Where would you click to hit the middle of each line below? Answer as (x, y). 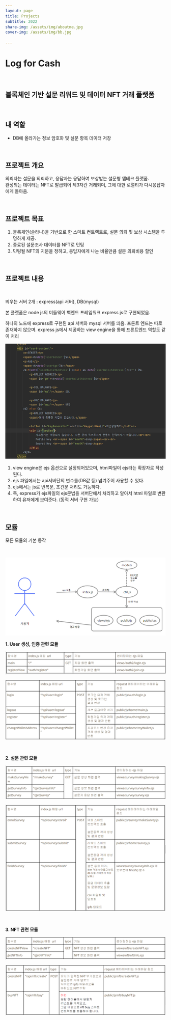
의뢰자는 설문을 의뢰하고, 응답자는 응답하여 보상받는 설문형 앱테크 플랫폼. (77, 179)
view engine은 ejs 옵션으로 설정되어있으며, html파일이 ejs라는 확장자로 (83, 468)
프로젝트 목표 (25, 219)
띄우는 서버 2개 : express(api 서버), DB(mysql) (52, 301)
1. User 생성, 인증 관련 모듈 (32, 644)
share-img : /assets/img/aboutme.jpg (44, 27)
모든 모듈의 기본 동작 (26, 540)
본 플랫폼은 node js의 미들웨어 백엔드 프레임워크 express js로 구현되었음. (78, 312)
